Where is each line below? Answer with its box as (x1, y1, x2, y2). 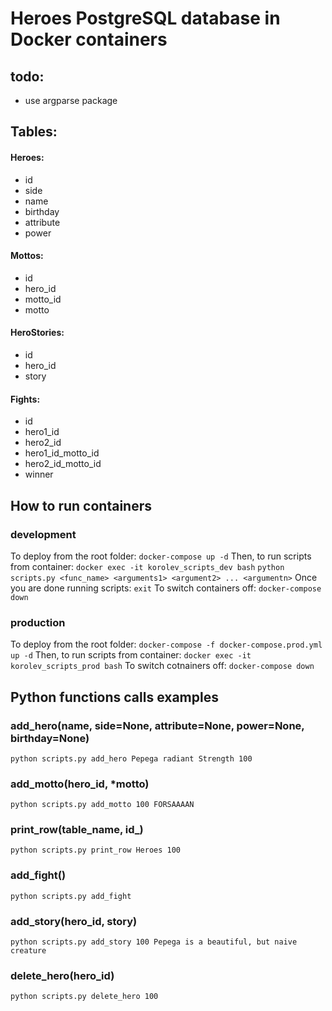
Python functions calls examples (10, 688, 219, 706)
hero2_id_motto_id (24, 458, 102, 470)
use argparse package (24, 95, 118, 106)
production (10, 615, 66, 629)
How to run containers (10, 497, 152, 514)
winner (24, 468, 54, 481)
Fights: (10, 393, 41, 405)
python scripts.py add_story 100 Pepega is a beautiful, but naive (10, 937, 298, 947)
